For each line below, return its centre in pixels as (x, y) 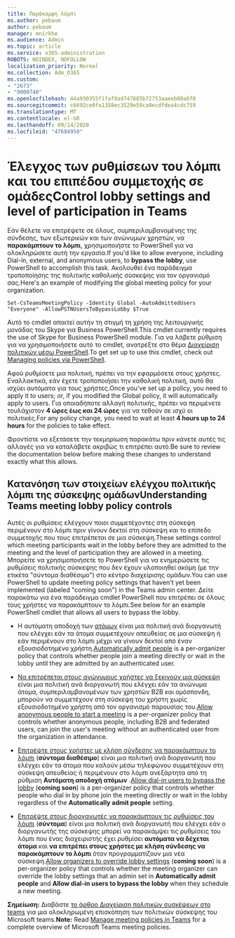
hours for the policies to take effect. (59, 425)
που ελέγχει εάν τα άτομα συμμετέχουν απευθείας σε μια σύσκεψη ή (119, 634)
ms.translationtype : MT (42, 112)
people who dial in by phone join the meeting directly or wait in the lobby (122, 795)
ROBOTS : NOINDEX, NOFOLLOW (47, 60)
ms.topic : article (34, 46)
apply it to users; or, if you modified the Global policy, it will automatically (113, 396)
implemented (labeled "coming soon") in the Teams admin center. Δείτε (110, 590)
